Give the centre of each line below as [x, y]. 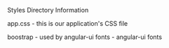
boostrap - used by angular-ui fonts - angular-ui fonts [85, 37]
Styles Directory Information [48, 10]
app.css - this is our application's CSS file [68, 23]
